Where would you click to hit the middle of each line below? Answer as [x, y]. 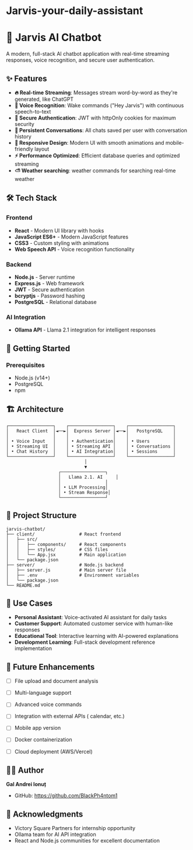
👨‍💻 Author [25, 770]
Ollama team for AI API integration [55, 834]
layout [42, 149]
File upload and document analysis [56, 681]
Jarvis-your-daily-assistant [75, 11]
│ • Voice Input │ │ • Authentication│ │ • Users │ [91, 441]
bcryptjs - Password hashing [50, 296]
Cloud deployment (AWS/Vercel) [54, 752]
